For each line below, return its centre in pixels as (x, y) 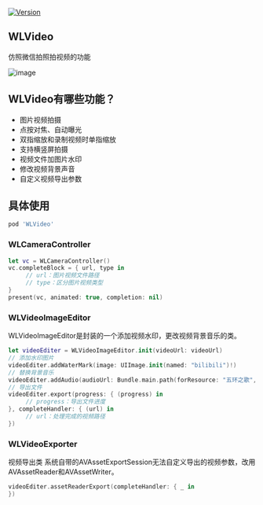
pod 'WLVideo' (31, 224)
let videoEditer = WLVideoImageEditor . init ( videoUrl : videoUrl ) (115, 351)
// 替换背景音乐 (31, 372)
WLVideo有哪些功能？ (62, 100)
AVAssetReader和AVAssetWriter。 (63, 472)
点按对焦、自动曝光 (51, 129)
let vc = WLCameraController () (59, 261)
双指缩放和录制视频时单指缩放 (68, 139)
